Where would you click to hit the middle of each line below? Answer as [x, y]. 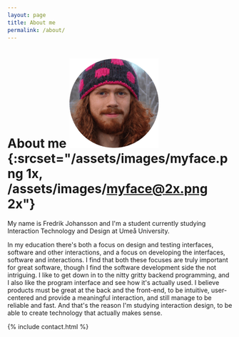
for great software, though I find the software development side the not [112, 268]
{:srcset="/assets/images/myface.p [118, 159]
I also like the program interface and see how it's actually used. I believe [113, 283]
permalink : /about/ [36, 30]
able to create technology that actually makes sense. [85, 313]
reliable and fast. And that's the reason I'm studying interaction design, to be [120, 306]
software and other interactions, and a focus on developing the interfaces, [117, 252]
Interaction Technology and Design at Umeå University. [88, 231]
